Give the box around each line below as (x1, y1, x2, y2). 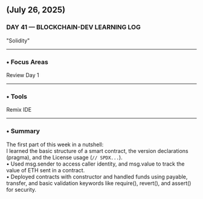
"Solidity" (6, 36, 30, 44)
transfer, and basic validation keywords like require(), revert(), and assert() (6, 179, 192, 187)
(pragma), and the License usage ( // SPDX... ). (6, 153, 123, 161)
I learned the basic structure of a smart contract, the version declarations (6, 147, 188, 154)
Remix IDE (6, 106, 32, 113)
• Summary (6, 127, 40, 135)
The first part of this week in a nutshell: (6, 141, 104, 148)
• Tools (6, 92, 27, 101)
